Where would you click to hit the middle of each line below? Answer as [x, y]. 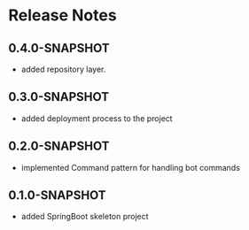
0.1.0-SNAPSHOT [58, 195]
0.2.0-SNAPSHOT [59, 146]
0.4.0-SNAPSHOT [59, 48]
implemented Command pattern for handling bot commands [131, 167]
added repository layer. [63, 69]
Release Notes [62, 15]
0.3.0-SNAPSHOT [59, 97]
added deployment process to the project [97, 118]
